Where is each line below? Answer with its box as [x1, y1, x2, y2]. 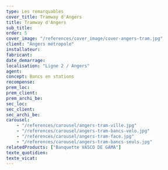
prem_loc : [6, 85, 30, 91]
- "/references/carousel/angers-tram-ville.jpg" [16, 123, 137, 129]
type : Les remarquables [6, 8, 64, 15]
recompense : [6, 79, 35, 85]
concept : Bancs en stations [6, 74, 75, 79]
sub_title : [6, 25, 33, 31]
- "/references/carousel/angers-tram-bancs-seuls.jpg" [16, 138, 153, 145]
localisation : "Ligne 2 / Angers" [6, 63, 90, 69]
